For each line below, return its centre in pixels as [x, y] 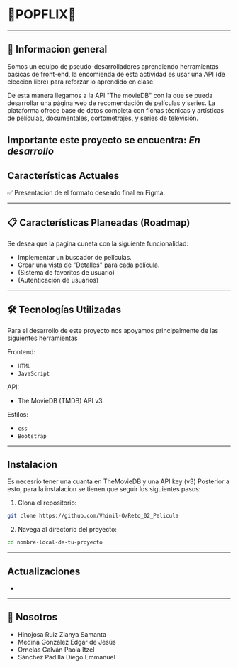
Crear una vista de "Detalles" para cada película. [89, 265]
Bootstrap [32, 436]
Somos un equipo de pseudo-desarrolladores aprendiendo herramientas [113, 66]
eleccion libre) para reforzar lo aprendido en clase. [81, 82]
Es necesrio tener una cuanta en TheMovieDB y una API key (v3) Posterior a [119, 481]
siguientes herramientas [42, 338]
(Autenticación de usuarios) [58, 280]
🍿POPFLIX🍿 [42, 15]
